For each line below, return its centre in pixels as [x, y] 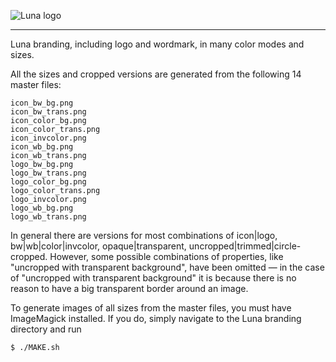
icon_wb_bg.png [42, 147]
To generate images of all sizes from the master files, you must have [151, 308]
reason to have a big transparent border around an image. [129, 288]
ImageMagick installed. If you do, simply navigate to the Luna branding [156, 318]
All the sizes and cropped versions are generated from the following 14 [156, 74]
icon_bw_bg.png [42, 103]
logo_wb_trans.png [48, 217]
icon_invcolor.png [48, 138]
